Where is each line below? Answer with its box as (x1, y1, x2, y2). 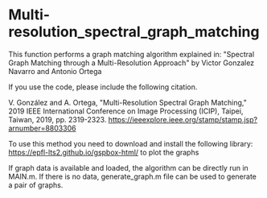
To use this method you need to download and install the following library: (8, 138, 253, 148)
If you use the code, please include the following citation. (8, 82, 198, 92)
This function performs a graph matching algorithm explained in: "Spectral (8, 49, 255, 59)
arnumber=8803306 (8, 123, 76, 133)
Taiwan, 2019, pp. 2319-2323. (8, 114, 107, 124)
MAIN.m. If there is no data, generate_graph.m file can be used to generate (8, 171, 257, 181)
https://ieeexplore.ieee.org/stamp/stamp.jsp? (108, 114, 258, 124)
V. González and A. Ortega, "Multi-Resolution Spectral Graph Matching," (8, 97, 247, 107)
